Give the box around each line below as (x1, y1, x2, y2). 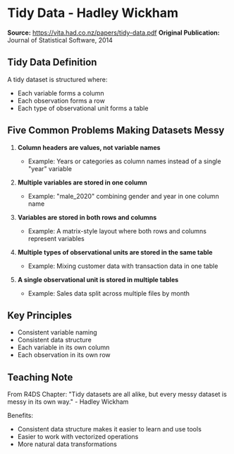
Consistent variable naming (17, 328, 97, 337)
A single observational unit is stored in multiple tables (17, 275, 179, 284)
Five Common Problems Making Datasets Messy (7, 124, 225, 136)
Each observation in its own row (17, 351, 111, 359)
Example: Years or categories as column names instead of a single (27, 157, 221, 165)
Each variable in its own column (17, 343, 110, 351)
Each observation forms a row (17, 96, 106, 105)
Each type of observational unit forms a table (17, 104, 149, 112)
